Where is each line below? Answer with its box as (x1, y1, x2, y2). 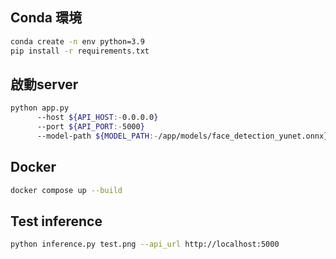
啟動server (10, 76, 79, 93)
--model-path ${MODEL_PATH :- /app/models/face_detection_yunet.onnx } (36, 131, 329, 141)
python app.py (10, 103, 70, 113)
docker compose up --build (10, 185, 123, 195)
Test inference (10, 213, 103, 230)
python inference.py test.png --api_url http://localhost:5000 (10, 239, 280, 250)
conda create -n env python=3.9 (10, 36, 145, 47)
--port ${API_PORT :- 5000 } (36, 122, 145, 132)
